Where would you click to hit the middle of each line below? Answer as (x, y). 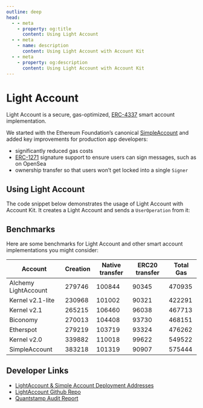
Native (111, 265)
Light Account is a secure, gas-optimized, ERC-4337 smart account (91, 115)
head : (13, 18)
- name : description (43, 46)
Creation (78, 268)
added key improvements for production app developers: (77, 139)
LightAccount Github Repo (48, 392)
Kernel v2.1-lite (32, 300)
